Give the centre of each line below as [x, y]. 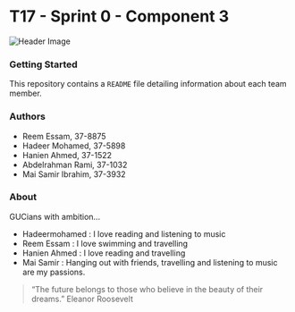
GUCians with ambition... [55, 216]
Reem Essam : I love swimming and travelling [105, 243]
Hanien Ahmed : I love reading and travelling [104, 253]
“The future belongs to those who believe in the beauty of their [147, 289]
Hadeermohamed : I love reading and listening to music [124, 233]
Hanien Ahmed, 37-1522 [67, 155]
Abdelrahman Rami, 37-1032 [75, 164]
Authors [28, 116]
